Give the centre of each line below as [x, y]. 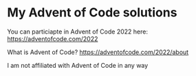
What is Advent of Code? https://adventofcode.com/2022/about [98, 52]
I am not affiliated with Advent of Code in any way [78, 65]
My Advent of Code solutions [92, 13]
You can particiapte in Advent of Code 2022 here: [77, 31]
